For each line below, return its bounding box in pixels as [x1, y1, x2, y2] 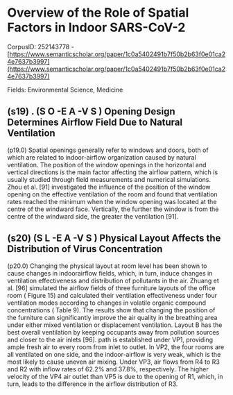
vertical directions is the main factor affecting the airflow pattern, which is [7, 168, 218, 176]
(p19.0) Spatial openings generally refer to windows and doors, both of [7, 146, 209, 154]
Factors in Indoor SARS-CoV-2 [7, 19, 186, 35]
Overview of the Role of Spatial [7, 5, 189, 21]
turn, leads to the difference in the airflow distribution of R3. [7, 380, 178, 388]
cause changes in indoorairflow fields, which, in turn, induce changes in [7, 269, 213, 277]
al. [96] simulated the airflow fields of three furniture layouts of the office [7, 283, 216, 292]
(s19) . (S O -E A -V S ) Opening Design [7, 106, 175, 117]
